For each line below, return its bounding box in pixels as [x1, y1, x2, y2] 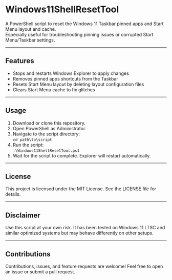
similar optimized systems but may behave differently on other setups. [5, 230, 154, 236]
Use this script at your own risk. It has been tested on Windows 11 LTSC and [5, 225, 165, 231]
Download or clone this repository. [12, 119, 85, 126]
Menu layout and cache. [5, 26, 56, 32]
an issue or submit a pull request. [5, 269, 76, 275]
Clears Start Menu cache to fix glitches [12, 86, 95, 93]
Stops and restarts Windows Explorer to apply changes [12, 70, 129, 76]
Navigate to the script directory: [12, 131, 80, 137]
